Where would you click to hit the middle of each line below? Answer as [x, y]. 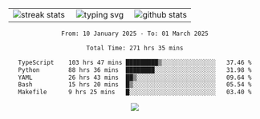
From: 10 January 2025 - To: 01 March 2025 [135, 34]
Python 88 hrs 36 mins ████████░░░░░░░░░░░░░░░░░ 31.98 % [135, 70]
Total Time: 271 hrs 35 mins [135, 48]
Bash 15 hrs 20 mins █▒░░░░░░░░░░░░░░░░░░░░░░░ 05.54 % [135, 85]
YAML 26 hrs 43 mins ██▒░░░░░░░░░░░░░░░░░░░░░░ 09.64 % [135, 77]
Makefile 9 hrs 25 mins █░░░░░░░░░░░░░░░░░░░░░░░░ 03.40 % [135, 92]
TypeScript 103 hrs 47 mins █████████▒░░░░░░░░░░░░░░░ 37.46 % [135, 62]
